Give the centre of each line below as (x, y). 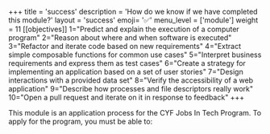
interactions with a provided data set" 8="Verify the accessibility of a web (131, 80)
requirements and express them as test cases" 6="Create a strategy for (127, 63)
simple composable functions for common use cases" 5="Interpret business (135, 55)
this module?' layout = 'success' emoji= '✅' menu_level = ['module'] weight (133, 20)
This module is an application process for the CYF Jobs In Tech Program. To (135, 113)
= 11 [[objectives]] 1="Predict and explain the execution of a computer (124, 29)
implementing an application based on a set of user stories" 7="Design (126, 72)
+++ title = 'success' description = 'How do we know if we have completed (133, 12)
